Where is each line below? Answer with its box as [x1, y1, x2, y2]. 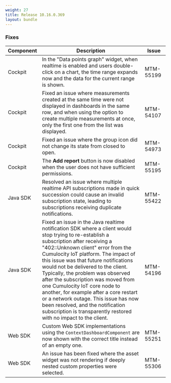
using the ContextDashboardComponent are [42, 329, 140, 336]
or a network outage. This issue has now [42, 295, 139, 302]
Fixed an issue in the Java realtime [42, 218, 125, 225]
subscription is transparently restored [42, 307, 132, 315]
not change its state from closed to [42, 142, 126, 150]
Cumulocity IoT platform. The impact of [42, 250, 136, 257]
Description [76, 47, 106, 54]
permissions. [42, 170, 73, 177]
